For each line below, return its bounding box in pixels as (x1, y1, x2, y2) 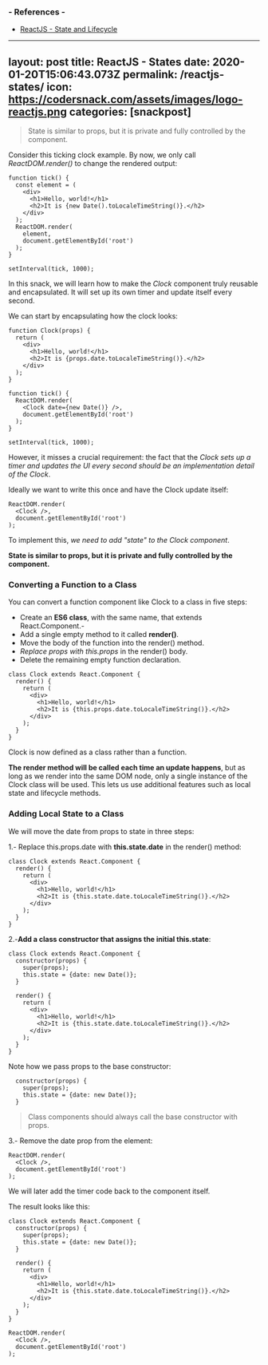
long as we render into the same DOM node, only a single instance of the (8, 771, 248, 781)
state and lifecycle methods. (8, 789, 101, 798)
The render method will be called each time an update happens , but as (8, 763, 246, 773)
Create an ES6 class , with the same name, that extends (19, 613, 203, 623)
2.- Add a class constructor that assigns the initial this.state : (8, 934, 211, 944)
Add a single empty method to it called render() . (19, 630, 179, 639)
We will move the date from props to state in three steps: (8, 826, 195, 836)
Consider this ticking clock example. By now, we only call (8, 150, 196, 160)
